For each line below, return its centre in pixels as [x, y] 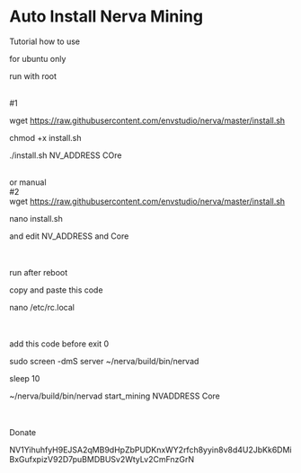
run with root [33, 76]
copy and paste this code [56, 290]
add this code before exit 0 [59, 344]
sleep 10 [25, 378]
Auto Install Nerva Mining [106, 17]
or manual [28, 182]
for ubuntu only [38, 58]
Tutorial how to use [45, 41]
